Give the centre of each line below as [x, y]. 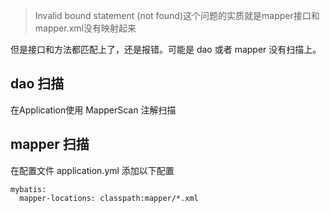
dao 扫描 [37, 84]
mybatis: [28, 189]
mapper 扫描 [50, 144]
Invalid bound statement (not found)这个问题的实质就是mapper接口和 [177, 15]
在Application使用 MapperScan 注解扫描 [93, 110]
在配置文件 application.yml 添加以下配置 [92, 170]
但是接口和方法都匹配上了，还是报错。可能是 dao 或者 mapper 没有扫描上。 [166, 49]
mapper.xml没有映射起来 [85, 28]
